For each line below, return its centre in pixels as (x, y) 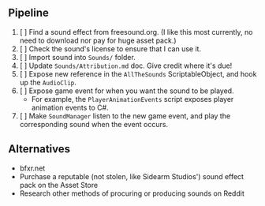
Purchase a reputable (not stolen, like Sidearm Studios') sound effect (132, 176)
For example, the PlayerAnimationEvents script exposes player (132, 99)
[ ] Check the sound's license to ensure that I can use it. (110, 49)
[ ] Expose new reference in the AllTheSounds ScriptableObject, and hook (138, 73)
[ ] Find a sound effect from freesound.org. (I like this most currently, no (136, 32)
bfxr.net (32, 168)
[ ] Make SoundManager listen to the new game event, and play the (125, 116)
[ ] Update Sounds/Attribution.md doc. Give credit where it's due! (126, 66)
